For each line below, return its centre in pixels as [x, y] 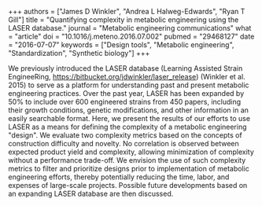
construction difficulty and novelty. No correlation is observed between [124, 143]
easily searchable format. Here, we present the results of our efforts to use [129, 118]
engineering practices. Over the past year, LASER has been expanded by [126, 93]
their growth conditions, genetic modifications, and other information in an [129, 110]
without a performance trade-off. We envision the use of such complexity [127, 160]
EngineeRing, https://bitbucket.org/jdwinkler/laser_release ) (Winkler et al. [127, 77]
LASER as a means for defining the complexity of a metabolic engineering [127, 127]
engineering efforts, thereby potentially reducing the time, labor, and [119, 177]
